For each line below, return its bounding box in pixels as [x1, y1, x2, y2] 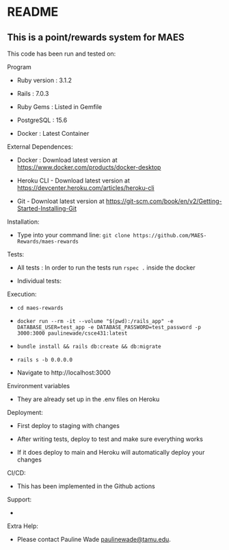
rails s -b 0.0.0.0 [16, 357, 73, 363]
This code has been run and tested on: [7, 49, 116, 58]
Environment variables [7, 382, 70, 390]
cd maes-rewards [16, 304, 64, 311]
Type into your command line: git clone [16, 231, 131, 239]
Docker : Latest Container [16, 130, 90, 137]
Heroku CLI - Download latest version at [16, 176, 130, 184]
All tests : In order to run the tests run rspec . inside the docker [16, 263, 196, 272]
